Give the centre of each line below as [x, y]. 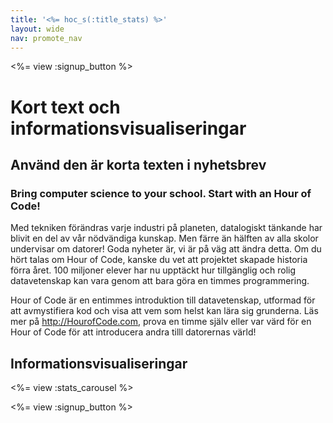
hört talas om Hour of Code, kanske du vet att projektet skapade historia [159, 260]
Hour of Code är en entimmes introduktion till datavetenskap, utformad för [163, 300]
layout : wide [37, 29]
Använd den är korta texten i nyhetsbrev [138, 164]
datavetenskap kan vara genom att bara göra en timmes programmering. [160, 281]
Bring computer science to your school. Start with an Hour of [161, 193]
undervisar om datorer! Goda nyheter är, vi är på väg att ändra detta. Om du [166, 249]
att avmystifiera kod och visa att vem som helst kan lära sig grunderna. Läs [164, 311]
